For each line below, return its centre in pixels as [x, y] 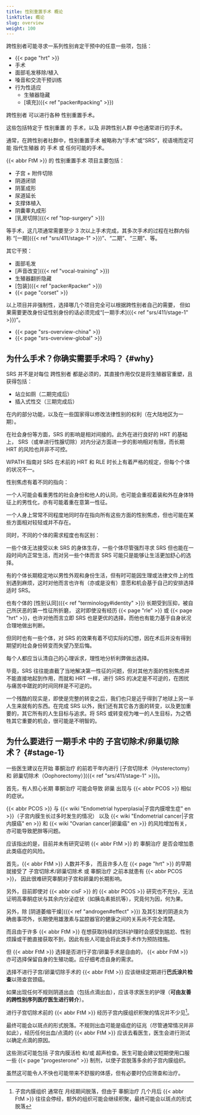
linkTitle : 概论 [25, 17]
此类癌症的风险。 [27, 851]
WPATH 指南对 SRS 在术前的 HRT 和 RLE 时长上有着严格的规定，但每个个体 [98, 462]
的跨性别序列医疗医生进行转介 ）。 [47, 999]
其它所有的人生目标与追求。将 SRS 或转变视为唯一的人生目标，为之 [104, 713]
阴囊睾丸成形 [30, 211]
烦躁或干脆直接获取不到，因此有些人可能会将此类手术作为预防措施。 [90, 939]
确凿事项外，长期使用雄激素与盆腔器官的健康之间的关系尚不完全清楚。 [92, 919]
